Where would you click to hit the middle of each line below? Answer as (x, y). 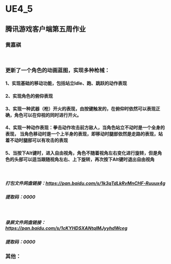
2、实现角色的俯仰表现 (29, 96)
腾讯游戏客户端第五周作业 (45, 29)
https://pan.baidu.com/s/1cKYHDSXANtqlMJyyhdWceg (66, 228)
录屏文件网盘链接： (26, 223)
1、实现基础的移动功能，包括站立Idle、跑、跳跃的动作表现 (66, 83)
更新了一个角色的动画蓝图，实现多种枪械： (58, 70)
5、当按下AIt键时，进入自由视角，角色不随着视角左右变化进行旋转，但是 (81, 153)
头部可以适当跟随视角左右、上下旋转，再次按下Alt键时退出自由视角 (84, 159)
